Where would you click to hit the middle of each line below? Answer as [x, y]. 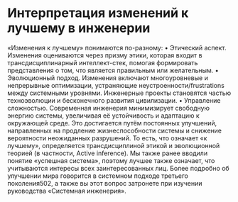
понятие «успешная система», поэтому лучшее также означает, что [111, 160]
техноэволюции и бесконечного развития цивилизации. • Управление [114, 100]
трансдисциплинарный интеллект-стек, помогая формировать [103, 62]
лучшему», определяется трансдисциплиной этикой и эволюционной [114, 145]
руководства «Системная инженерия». [67, 191]
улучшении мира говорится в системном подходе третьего [98, 176]
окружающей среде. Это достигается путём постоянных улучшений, [112, 123]
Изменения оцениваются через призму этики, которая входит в [105, 55]
